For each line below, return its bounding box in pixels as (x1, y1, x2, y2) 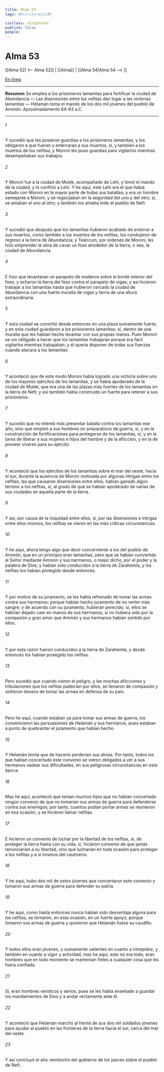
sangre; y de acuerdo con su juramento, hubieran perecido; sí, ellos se (5, 604, 147, 610)
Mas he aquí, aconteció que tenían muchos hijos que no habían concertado (5, 794, 157, 799)
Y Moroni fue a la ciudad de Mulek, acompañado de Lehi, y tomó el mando (5, 179, 155, 185)
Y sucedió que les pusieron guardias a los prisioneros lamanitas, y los (5, 137, 145, 143)
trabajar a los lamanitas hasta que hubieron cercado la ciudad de (5, 284, 136, 290)
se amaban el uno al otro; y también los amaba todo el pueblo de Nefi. (5, 200, 146, 206)
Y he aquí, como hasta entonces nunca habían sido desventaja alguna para (5, 909, 156, 915)
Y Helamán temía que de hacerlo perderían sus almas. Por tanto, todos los (5, 752, 155, 758)
